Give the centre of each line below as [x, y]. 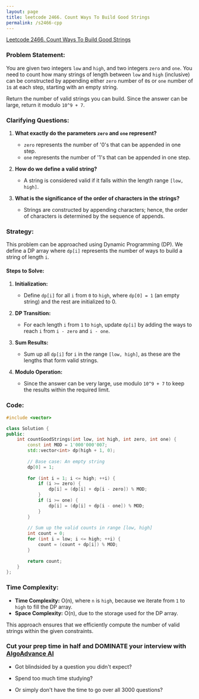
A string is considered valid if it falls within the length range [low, [104, 180]
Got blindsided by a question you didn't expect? [73, 666]
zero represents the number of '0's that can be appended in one [102, 145]
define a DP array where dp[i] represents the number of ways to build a [94, 251]
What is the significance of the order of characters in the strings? [97, 198]
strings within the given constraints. [50, 631]
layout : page [22, 12]
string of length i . [28, 257]
